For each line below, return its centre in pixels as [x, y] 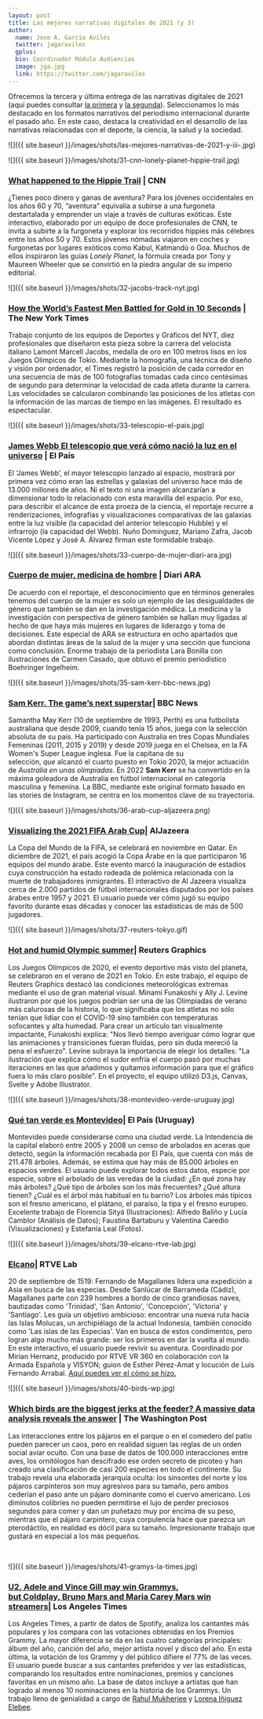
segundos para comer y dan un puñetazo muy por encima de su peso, [122, 1511]
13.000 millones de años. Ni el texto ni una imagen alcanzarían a [112, 489]
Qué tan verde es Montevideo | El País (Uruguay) [101, 1120]
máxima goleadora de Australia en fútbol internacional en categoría [117, 779]
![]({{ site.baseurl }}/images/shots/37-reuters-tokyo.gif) [98, 930]
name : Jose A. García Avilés [63, 37]
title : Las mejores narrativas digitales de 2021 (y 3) [101, 23]
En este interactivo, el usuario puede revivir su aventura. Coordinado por [126, 1348]
